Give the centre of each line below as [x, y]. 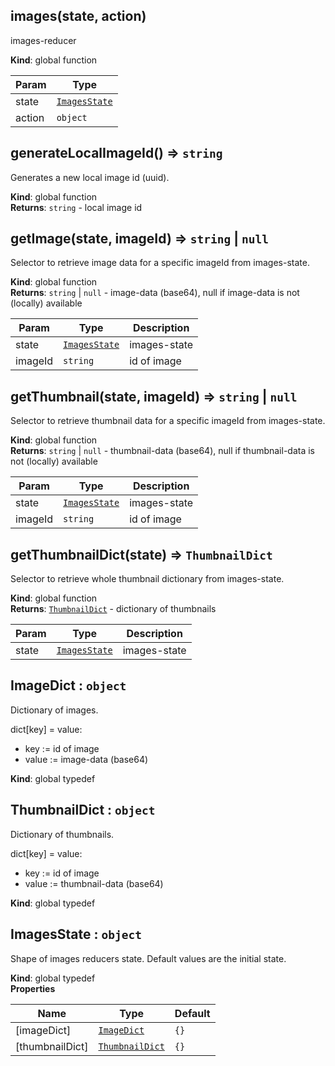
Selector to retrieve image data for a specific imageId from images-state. [160, 263]
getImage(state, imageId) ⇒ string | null [139, 239]
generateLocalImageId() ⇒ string [116, 153]
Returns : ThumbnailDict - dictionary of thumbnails [113, 609]
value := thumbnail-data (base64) [94, 883]
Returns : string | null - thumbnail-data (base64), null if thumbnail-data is [163, 451]
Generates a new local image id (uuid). [90, 177]
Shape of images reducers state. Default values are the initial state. [148, 958]
